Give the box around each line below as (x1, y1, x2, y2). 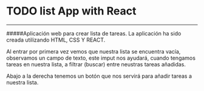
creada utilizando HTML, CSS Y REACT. (6, 36, 106, 43)
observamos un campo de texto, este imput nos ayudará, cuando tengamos (6, 54, 196, 61)
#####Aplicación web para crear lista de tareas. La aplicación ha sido (6, 30, 182, 37)
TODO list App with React (6, 4, 137, 18)
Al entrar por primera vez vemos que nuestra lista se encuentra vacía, (6, 48, 181, 55)
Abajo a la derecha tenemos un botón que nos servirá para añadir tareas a (6, 72, 192, 80)
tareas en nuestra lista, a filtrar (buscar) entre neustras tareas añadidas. (6, 60, 186, 67)
